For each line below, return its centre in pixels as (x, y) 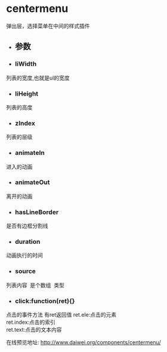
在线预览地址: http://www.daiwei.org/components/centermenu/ (83, 342)
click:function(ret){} (45, 301)
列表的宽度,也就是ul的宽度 (38, 78)
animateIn (30, 153)
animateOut (32, 182)
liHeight (27, 93)
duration (27, 242)
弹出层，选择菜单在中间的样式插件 (48, 26)
